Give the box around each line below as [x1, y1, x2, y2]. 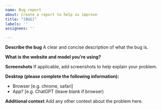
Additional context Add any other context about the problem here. [5, 98, 143, 104]
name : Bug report [5, 7, 42, 13]
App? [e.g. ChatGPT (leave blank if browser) [12, 88, 104, 94]
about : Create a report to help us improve [5, 12, 98, 17]
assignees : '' [5, 26, 35, 31]
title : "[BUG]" [5, 17, 37, 22]
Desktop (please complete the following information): [5, 73, 119, 79]
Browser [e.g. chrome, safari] [12, 83, 74, 89]
